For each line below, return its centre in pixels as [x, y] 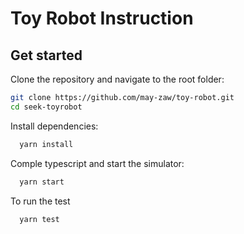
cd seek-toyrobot [46, 107]
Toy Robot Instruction [102, 18]
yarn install [46, 144]
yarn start [42, 182]
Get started [46, 55]
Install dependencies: [54, 126]
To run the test [40, 201]
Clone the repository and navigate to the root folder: [117, 79]
